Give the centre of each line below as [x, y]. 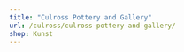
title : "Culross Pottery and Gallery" [80, 17]
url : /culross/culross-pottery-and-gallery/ [92, 26]
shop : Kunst [31, 33]
